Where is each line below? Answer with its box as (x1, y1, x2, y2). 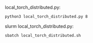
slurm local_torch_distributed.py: (5, 23, 74, 29)
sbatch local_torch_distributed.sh (5, 33, 81, 38)
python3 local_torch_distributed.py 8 (5, 14, 88, 19)
